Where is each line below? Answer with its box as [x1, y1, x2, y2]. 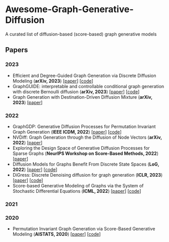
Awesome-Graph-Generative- [5, 4, 134, 15]
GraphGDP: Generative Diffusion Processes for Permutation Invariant [12, 123, 156, 130]
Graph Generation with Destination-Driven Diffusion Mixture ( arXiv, [12, 94, 153, 100]
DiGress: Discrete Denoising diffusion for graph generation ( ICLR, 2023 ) [12, 172, 163, 178]
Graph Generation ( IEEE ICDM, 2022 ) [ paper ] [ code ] [12, 129, 122, 135]
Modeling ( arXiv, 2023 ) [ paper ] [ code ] [12, 77, 93, 84]
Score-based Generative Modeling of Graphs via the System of [12, 182, 144, 188]
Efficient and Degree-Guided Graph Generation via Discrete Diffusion [12, 72, 156, 78]
